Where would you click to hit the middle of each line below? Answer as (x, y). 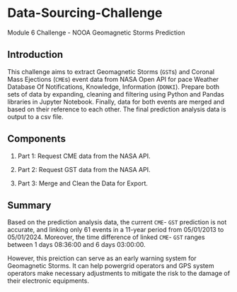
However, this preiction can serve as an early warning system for (102, 258)
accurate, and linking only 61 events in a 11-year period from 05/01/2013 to (116, 230)
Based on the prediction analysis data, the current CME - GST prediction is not (117, 222)
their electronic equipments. (48, 281)
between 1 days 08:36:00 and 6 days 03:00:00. (77, 245)
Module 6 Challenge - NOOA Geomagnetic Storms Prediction (96, 32)
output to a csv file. (35, 116)
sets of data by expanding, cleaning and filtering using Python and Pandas (116, 94)
